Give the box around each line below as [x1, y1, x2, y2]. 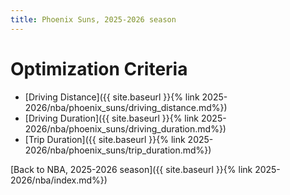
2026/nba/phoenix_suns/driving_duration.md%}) [24, 122, 227, 135]
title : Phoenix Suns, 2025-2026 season [10, 14, 177, 25]
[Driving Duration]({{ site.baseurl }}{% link [24, 112, 200, 124]
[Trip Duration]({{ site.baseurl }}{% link [24, 133, 186, 145]
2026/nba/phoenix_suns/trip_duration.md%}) [24, 144, 212, 156]
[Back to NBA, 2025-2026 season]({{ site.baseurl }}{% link [10, 163, 253, 175]
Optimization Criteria [10, 57, 188, 80]
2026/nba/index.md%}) [10, 174, 108, 186]
